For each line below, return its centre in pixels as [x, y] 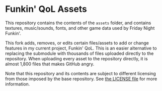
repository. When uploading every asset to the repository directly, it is [77, 58]
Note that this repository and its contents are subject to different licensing [81, 73]
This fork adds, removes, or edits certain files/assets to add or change [77, 43]
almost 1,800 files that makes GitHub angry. [50, 64]
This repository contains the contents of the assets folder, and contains [78, 23]
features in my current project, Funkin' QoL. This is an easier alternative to [81, 48]
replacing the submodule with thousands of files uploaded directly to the [80, 53]
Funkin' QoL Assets [46, 9]
